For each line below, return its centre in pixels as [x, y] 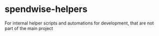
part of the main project [29, 28]
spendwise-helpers [46, 9]
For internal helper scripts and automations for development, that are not [79, 23]
